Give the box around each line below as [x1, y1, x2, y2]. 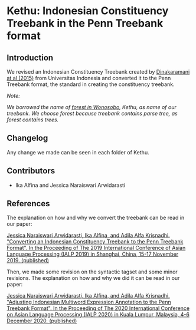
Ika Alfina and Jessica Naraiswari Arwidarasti [15, 181, 126, 189]
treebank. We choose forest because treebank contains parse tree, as [6, 110, 178, 117]
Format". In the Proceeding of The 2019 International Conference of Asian [6, 245, 186, 252]
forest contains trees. [6, 116, 59, 123]
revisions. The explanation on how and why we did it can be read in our [6, 275, 180, 282]
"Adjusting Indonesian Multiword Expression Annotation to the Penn [6, 299, 171, 306]
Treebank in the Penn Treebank [6, 16, 164, 30]
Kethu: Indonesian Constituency [6, 4, 169, 18]
